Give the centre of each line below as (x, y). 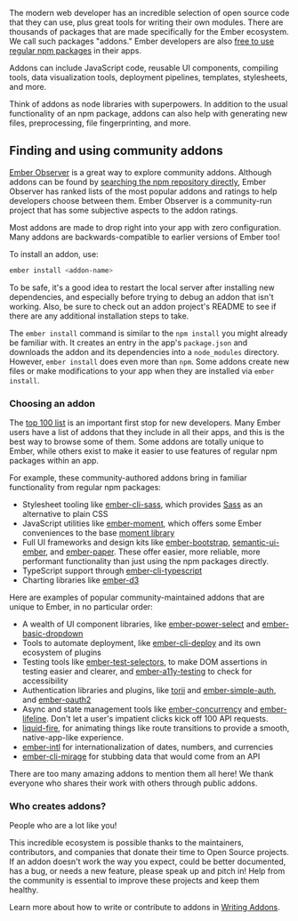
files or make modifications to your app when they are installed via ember (142, 371)
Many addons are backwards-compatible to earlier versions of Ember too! (145, 237)
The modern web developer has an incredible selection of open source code (149, 13)
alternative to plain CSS (65, 513)
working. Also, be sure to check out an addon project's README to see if (143, 306)
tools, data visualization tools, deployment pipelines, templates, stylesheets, (149, 77)
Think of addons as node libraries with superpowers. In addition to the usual (149, 104)
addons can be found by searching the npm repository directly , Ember (138, 182)
